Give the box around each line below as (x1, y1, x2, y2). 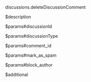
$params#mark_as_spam (5, 52, 57, 58)
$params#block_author (5, 62, 53, 68)
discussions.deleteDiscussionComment (5, 4, 86, 10)
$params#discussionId (5, 23, 52, 29)
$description (5, 14, 31, 19)
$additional (5, 72, 28, 78)
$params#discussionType (5, 33, 58, 39)
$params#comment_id (5, 43, 51, 49)
